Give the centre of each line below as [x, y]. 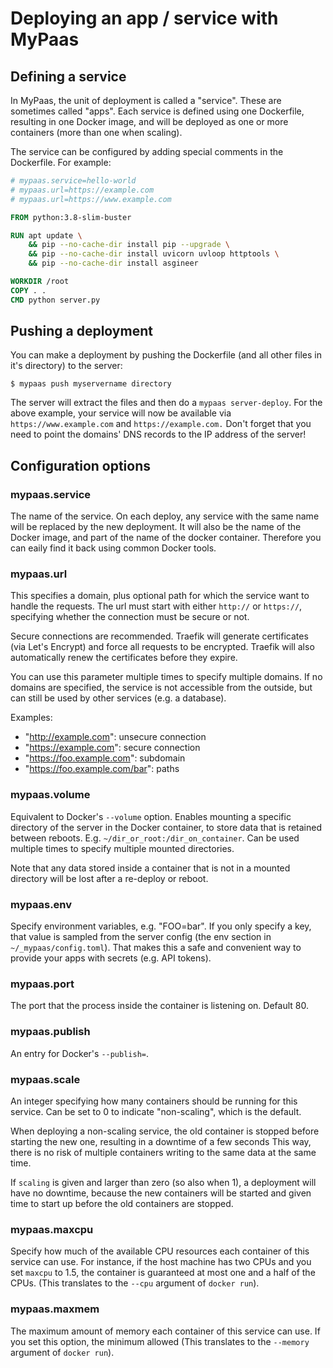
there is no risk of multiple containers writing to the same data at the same [163, 1152]
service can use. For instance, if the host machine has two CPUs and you [161, 1262]
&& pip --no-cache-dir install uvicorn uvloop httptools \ [154, 254]
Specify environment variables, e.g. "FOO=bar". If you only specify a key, [161, 926]
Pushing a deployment [81, 331]
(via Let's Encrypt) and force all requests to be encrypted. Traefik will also [162, 647]
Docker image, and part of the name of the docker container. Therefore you [166, 538]
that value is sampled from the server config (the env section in [141, 937]
